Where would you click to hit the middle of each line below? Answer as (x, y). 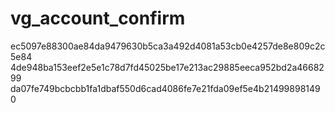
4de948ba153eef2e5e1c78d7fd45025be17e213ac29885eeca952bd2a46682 (167, 67)
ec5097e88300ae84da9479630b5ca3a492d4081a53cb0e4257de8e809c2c (168, 46)
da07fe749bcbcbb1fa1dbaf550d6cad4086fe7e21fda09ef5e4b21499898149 (165, 88)
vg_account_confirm (98, 18)
